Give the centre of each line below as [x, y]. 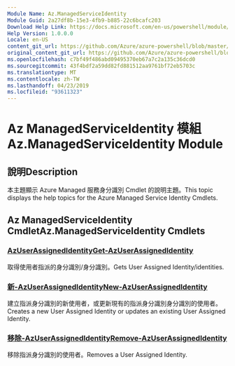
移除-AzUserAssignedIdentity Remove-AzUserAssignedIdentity [117, 339]
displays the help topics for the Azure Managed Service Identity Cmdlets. [113, 198]
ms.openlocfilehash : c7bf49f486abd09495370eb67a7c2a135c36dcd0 [101, 60]
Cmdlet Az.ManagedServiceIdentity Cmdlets [106, 231]
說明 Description [43, 171]
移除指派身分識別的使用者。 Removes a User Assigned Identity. [97, 355]
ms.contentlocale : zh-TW [43, 79]
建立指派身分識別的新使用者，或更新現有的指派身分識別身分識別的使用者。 [114, 304]
